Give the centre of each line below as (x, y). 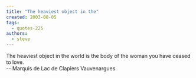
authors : (17, 34)
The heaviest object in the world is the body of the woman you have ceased (98, 56)
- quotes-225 (27, 28)
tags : (13, 22)
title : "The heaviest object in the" (53, 12)
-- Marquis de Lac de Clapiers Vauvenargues (61, 68)
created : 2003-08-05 (32, 17)
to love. (15, 62)
